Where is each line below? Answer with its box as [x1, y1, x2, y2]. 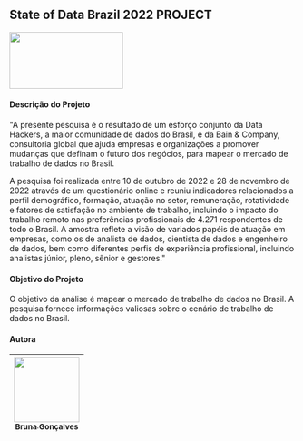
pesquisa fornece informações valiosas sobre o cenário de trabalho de [9, 303, 274, 314]
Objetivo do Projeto [9, 273, 84, 284]
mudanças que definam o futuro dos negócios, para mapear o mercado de [9, 149, 288, 160]
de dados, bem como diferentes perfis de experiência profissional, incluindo [9, 243, 295, 254]
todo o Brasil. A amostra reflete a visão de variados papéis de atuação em [9, 224, 286, 235]
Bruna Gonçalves [15, 422, 79, 432]
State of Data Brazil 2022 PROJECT [9, 7, 212, 23]
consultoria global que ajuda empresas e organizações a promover [9, 139, 259, 150]
